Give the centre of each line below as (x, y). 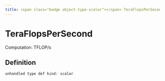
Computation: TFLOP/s (28, 47)
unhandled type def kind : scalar (39, 74)
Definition (20, 62)
